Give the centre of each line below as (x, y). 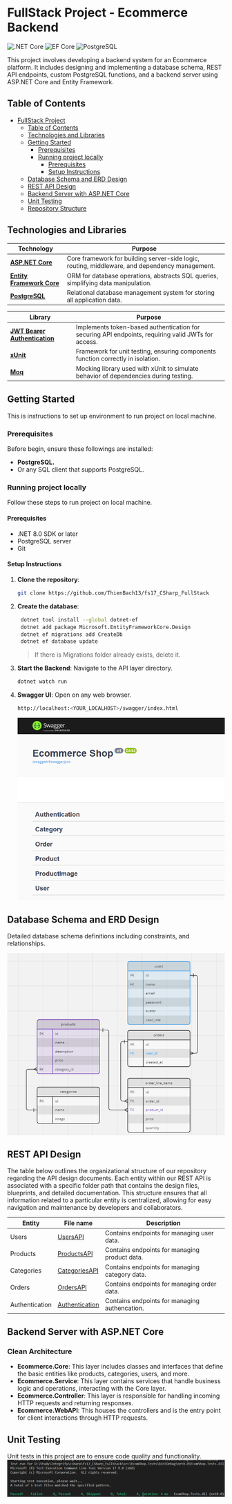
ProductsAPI (75, 1253)
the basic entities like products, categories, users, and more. (103, 1374)
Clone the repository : (48, 579)
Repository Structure (57, 208)
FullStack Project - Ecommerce (98, 13)
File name (78, 1223)
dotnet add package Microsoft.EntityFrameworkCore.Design (106, 627)
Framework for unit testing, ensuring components (146, 351)
